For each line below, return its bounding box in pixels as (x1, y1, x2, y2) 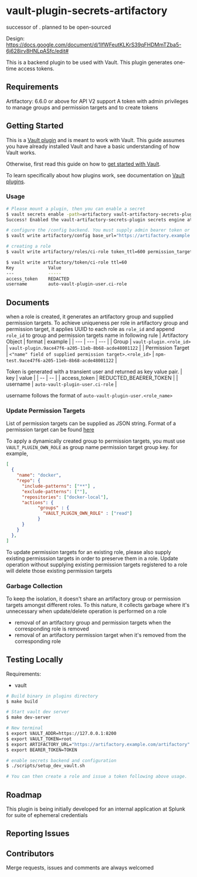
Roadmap (6, 790, 42, 800)
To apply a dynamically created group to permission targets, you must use (6, 437, 186, 444)
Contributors (6, 848, 55, 858)
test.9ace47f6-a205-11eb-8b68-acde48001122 (6, 358, 114, 364)
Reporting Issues (6, 829, 70, 839)
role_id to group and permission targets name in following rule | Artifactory (6, 332, 189, 339)
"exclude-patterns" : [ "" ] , (21, 488, 88, 494)
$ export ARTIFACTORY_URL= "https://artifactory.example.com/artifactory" (6, 741, 191, 747)
